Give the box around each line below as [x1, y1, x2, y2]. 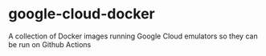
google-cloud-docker [8, 5, 155, 23]
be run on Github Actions [8, 39, 92, 49]
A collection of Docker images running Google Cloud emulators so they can [8, 31, 259, 41]
